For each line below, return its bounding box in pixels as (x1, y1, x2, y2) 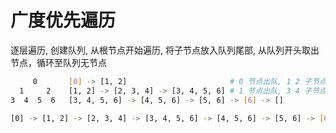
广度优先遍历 (10, 9, 117, 32)
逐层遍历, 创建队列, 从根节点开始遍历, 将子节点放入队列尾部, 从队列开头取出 (10, 44, 320, 56)
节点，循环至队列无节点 (10, 56, 107, 68)
